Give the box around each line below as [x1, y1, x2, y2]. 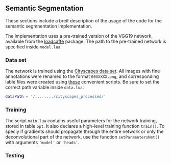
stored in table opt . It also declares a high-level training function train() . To [5, 123, 165, 129]
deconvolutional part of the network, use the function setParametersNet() [5, 134, 160, 140]
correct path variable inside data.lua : [5, 84, 84, 91]
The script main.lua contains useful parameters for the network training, [5, 118, 157, 124]
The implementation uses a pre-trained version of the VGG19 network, [5, 33, 153, 39]
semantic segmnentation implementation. [5, 23, 92, 29]
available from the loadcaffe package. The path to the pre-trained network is [5, 38, 166, 44]
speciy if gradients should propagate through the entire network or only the [5, 128, 164, 134]
